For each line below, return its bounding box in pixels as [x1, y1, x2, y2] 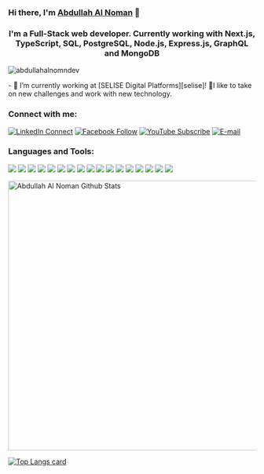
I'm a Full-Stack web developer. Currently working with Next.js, [8, 27, 256, 38]
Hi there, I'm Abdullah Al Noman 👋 [8, 7, 140, 18]
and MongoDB [104, 47, 160, 58]
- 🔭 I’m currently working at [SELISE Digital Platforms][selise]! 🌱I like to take [8, 81, 252, 90]
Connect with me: [8, 109, 78, 120]
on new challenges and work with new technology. [8, 89, 173, 99]
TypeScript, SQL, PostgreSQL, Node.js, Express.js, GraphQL [15, 38, 249, 49]
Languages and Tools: [8, 146, 94, 157]
